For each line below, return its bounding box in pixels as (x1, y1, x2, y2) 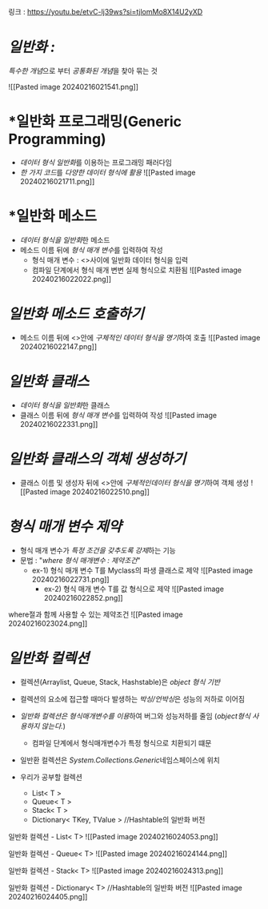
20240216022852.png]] (43, 593, 123, 602)
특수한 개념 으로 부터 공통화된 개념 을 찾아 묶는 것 (8, 66, 158, 75)
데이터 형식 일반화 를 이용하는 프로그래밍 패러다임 (19, 157, 172, 167)
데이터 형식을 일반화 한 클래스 (19, 400, 110, 410)
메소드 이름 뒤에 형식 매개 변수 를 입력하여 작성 (19, 245, 163, 255)
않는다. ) (41, 721, 66, 730)
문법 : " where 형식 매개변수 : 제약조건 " (19, 555, 142, 565)
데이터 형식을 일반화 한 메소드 (19, 235, 110, 244)
